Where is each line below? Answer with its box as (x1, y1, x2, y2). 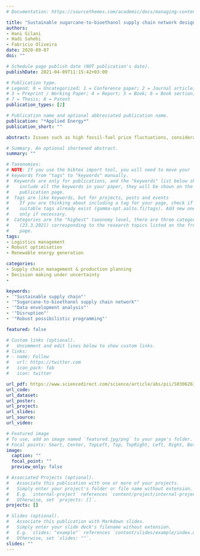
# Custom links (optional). (6, 337, 76, 343)
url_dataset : (6, 392, 39, 398)
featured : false (6, 326, 46, 332)
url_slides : (6, 409, 36, 415)
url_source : (6, 414, 36, 420)
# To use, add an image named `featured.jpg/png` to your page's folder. (6, 436, 193, 442)
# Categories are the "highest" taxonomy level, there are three (6, 217, 174, 223)
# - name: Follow (6, 354, 49, 360)
